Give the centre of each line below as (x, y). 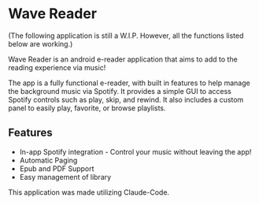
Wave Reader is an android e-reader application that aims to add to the (123, 59)
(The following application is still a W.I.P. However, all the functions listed (126, 35)
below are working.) (41, 43)
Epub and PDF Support (57, 168)
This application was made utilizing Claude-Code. (89, 192)
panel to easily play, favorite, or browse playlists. (87, 108)
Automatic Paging (48, 160)
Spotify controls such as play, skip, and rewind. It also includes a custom (126, 99)
